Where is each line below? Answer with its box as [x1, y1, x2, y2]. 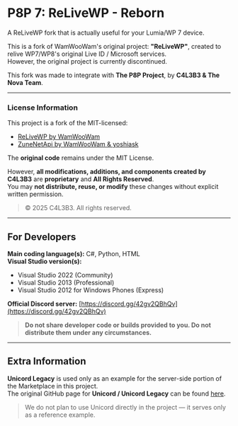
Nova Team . [7, 78, 44, 86]
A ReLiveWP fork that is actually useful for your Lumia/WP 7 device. [7, 28, 205, 37]
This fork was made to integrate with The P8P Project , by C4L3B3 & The [7, 71, 220, 79]
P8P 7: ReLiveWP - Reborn [7, 5, 165, 21]
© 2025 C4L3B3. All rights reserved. [24, 204, 132, 212]
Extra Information [7, 355, 86, 367]
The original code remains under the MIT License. [7, 154, 154, 162]
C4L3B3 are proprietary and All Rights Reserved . [7, 175, 154, 183]
